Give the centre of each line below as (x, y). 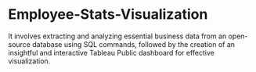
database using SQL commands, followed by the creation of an (134, 44)
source (20, 44)
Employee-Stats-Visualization (108, 14)
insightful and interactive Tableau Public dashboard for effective (112, 52)
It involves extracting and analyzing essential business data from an (117, 36)
